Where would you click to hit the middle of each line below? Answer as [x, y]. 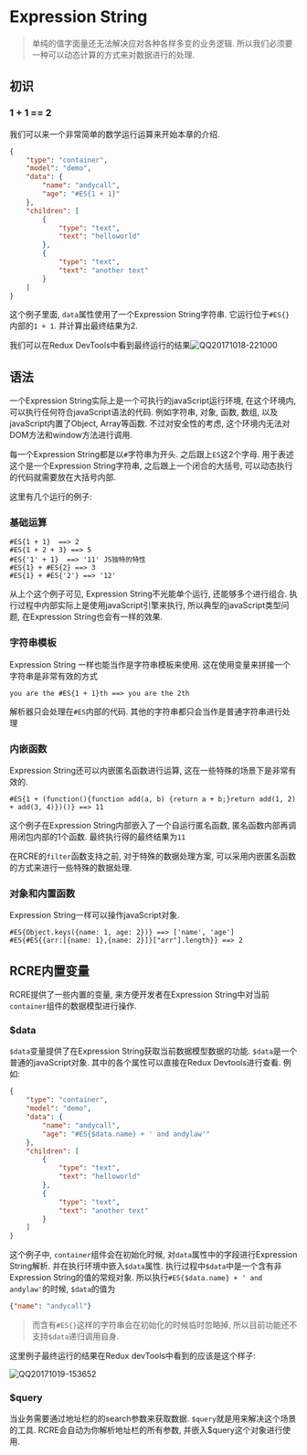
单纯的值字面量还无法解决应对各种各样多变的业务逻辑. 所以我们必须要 [162, 43]
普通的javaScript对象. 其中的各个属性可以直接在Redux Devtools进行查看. [145, 1063]
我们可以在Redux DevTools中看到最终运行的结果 [100, 346]
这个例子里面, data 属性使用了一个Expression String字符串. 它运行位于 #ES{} [150, 315]
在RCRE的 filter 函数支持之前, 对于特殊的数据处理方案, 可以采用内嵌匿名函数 [153, 856]
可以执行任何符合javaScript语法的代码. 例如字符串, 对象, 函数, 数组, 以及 [144, 412]
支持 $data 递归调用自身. [75, 1336]
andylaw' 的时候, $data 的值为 [63, 1289]
